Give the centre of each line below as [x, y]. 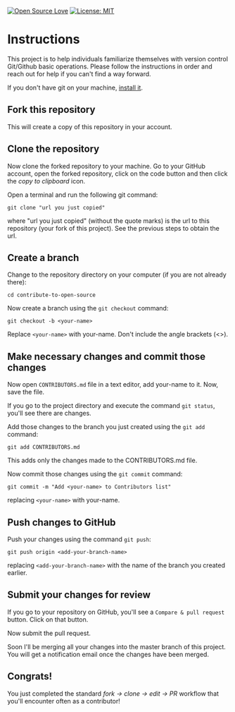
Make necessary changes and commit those [107, 356]
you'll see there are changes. [49, 414]
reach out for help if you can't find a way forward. [79, 73]
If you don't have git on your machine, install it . [75, 88]
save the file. [26, 392]
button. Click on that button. [48, 619]
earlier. [18, 573]
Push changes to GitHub [62, 522]
